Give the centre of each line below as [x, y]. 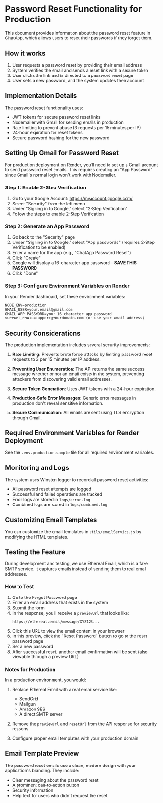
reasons [20, 728]
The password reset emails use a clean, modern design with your [71, 765]
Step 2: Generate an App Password [47, 226]
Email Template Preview [42, 754]
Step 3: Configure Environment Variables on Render [67, 286]
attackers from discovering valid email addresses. [62, 379]
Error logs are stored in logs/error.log [51, 499]
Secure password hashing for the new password [61, 138]
